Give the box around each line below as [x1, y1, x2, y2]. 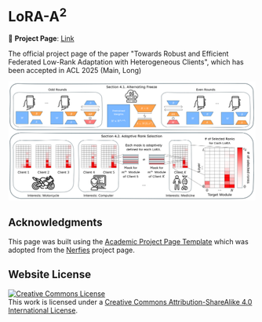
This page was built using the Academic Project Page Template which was [8, 236, 249, 246]
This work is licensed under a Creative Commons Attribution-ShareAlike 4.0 [8, 297, 253, 306]
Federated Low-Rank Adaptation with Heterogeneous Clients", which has [8, 57, 245, 67]
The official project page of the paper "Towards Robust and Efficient [8, 49, 229, 59]
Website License [8, 268, 92, 281]
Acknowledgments [8, 216, 104, 229]
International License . [8, 306, 78, 315]
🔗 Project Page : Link [8, 34, 75, 43]
